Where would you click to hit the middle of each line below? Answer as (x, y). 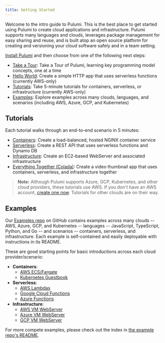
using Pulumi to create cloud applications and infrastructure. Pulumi (75, 29)
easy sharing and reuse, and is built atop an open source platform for (77, 40)
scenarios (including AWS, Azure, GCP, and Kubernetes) (71, 102)
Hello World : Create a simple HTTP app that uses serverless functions (85, 75)
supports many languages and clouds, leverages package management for (83, 35)
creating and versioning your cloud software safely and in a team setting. (81, 45)
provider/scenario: (24, 257)
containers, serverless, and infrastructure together (65, 172)
